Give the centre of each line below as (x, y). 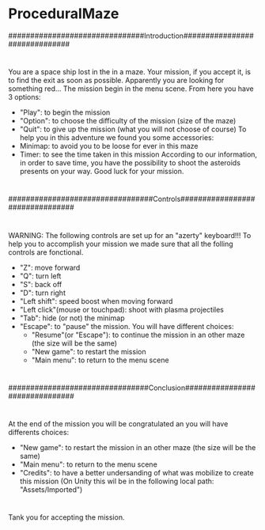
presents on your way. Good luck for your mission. (102, 172)
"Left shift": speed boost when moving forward (96, 301)
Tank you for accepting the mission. (66, 517)
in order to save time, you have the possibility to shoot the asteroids (130, 163)
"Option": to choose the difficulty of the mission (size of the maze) (128, 121)
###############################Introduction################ (131, 36)
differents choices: (39, 432)
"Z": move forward (50, 267)
